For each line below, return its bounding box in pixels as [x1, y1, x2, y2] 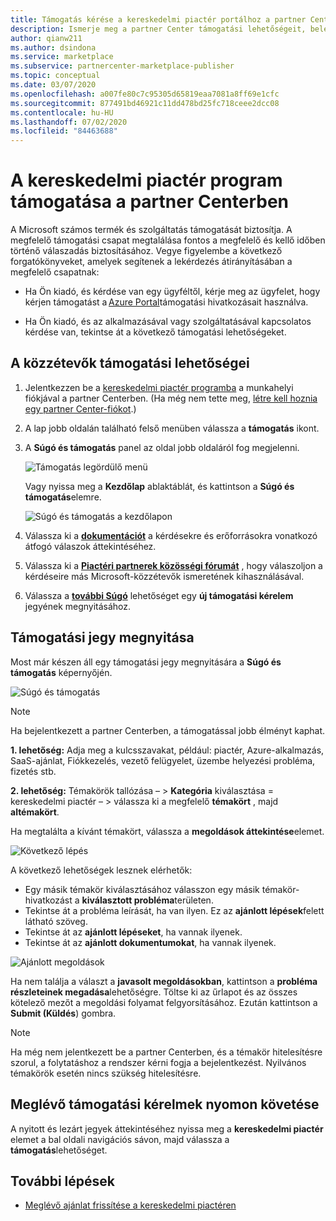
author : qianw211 [10, 33, 83, 43]
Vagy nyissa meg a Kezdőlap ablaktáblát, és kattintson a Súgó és [24, 480, 295, 492]
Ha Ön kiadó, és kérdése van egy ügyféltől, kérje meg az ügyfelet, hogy [24, 286, 321, 298]
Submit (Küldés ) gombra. [10, 1007, 117, 1019]
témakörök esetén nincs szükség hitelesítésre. [10, 1067, 202, 1079]
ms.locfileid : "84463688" [10, 126, 118, 136]
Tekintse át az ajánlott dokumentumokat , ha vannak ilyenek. [24, 936, 277, 948]
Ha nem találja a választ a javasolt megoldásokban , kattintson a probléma [10, 975, 318, 987]
